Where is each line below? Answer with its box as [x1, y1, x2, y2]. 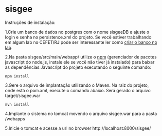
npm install [5, 74, 29, 78]
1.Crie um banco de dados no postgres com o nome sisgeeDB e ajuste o [5, 29, 149, 35]
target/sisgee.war [5, 93, 40, 98]
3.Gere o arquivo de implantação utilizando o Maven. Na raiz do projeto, [5, 82, 149, 88]
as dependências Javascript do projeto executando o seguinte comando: [5, 64, 152, 70]
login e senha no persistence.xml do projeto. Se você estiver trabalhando [5, 34, 152, 40]
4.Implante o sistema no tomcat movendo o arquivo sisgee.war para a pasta [5, 111, 157, 117]
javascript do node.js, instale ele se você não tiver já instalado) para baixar [5, 59, 155, 65]
